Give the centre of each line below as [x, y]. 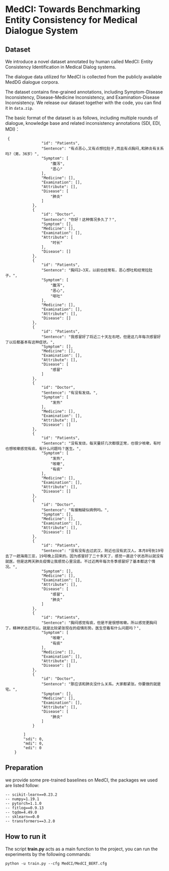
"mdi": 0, [34, 744]
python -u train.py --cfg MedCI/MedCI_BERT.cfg [56, 863]
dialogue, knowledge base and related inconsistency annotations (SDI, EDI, [83, 123]
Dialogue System [42, 31]
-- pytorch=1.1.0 [23, 803]
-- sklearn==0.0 [22, 817]
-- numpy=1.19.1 [22, 799]
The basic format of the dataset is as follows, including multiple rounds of [82, 118]
